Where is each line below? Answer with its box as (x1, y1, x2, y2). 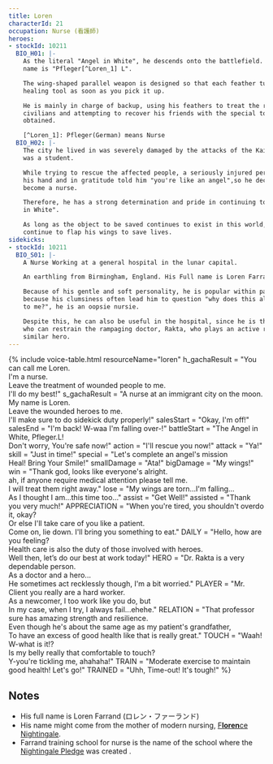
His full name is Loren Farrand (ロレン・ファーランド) (19, 711, 200, 721)
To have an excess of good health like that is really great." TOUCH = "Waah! (8, 631, 262, 641)
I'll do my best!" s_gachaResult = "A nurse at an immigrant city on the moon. (8, 389, 263, 399)
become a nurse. (23, 183, 79, 192)
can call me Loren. (8, 363, 71, 373)
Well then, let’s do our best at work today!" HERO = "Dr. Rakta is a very (8, 553, 245, 563)
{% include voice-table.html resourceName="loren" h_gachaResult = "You (8, 355, 258, 365)
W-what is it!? (8, 639, 54, 650)
